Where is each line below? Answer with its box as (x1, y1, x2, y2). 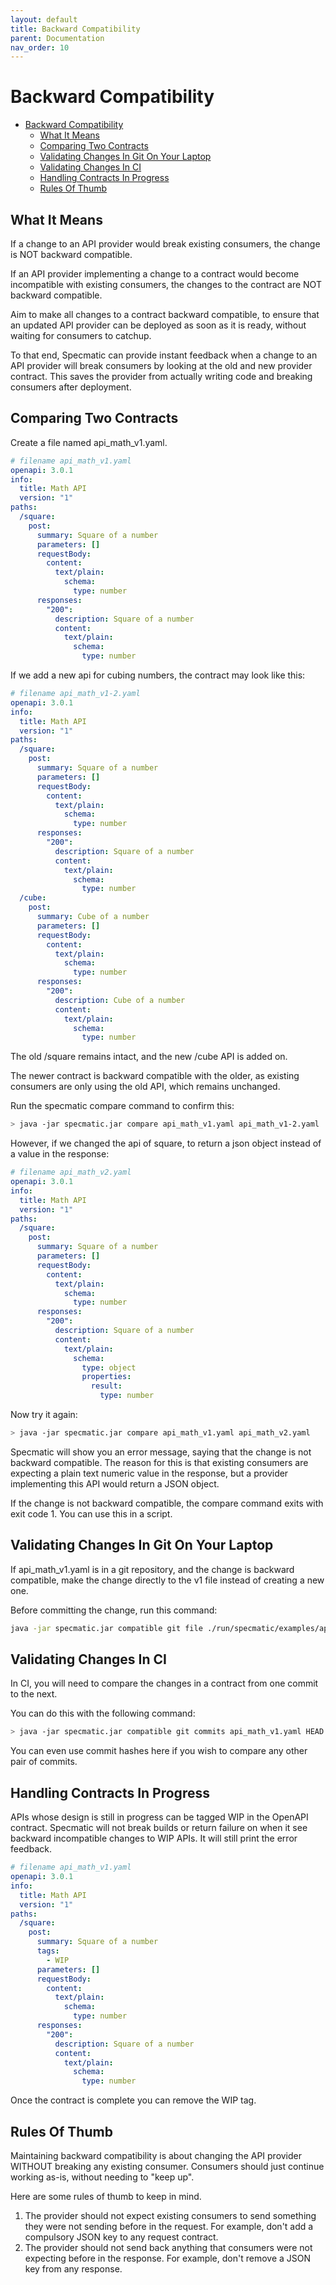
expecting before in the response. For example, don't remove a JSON (24, 2252, 312, 2264)
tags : (36, 1946, 60, 1956)
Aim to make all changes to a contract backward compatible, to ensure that (10, 309, 320, 320)
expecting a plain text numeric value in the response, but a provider (10, 1467, 289, 1479)
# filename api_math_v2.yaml (10, 1167, 132, 1178)
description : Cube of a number (54, 995, 186, 1005)
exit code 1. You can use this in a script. (10, 1507, 173, 1520)
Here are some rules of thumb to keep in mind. (10, 2190, 202, 2202)
